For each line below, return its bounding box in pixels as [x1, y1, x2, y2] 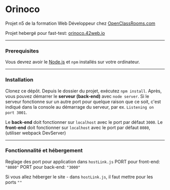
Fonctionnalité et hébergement [5, 147, 83, 154]
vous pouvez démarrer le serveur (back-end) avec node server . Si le [5, 93, 149, 99]
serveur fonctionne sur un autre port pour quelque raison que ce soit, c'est [5, 99, 161, 105]
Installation [5, 76, 34, 83]
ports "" [5, 179, 22, 185]
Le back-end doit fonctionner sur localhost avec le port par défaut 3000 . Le [5, 119, 163, 125]
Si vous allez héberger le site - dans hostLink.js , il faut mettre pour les [5, 173, 153, 180]
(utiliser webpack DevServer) [5, 130, 66, 136]
